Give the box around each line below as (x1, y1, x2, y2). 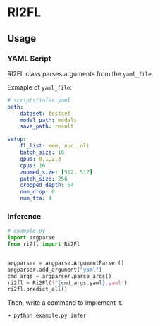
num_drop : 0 (20, 188, 55, 195)
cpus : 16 (20, 162, 46, 169)
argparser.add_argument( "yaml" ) (7, 266, 102, 273)
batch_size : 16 (20, 149, 65, 156)
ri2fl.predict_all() (7, 286, 68, 293)
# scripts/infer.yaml (7, 97, 71, 104)
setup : (7, 135, 27, 143)
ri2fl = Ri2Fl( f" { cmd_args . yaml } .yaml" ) (7, 279, 128, 286)
